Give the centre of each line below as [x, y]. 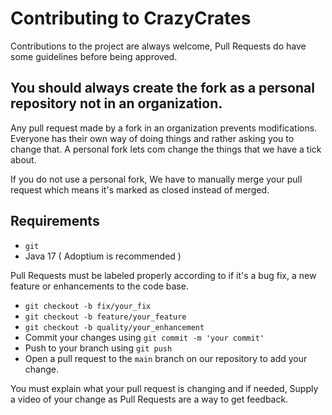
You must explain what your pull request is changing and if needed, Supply [164, 388]
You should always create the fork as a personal [162, 88]
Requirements [55, 221]
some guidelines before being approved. [94, 56]
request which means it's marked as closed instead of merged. [140, 189]
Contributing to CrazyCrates [131, 18]
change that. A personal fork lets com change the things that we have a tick [166, 149]
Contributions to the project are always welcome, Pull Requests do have [158, 46]
